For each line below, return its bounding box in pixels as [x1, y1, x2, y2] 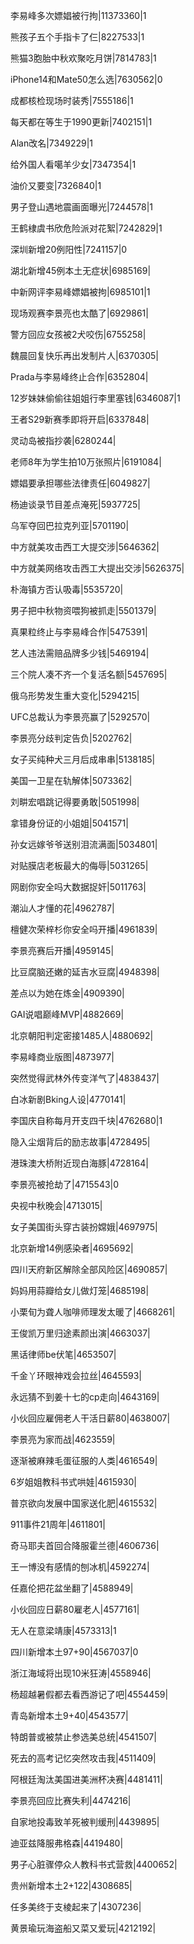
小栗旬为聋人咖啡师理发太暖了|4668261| [10, 1306, 176, 1318]
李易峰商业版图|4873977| [10, 1051, 115, 1063]
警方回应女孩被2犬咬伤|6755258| [10, 329, 147, 340]
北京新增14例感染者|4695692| [10, 1242, 134, 1254]
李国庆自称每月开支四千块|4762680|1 [10, 1115, 163, 1126]
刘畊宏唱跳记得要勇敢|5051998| [10, 796, 140, 808]
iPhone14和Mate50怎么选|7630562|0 [10, 74, 163, 85]
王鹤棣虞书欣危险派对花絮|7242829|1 [10, 222, 163, 234]
